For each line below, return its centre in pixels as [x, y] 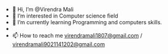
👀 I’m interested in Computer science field [65, 16]
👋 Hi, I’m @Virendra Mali [43, 9]
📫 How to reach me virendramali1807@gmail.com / [77, 35]
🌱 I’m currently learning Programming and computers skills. [87, 22]
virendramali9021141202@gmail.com [59, 44]
